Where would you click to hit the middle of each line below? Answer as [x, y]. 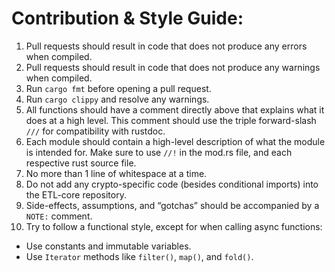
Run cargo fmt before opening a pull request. [118, 88]
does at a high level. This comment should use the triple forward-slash [171, 120]
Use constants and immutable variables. [108, 246]
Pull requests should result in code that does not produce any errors [166, 46]
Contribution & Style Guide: [127, 18]
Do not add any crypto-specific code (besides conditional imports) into [172, 184]
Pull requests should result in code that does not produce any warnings [173, 67]
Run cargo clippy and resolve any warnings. [117, 99]
